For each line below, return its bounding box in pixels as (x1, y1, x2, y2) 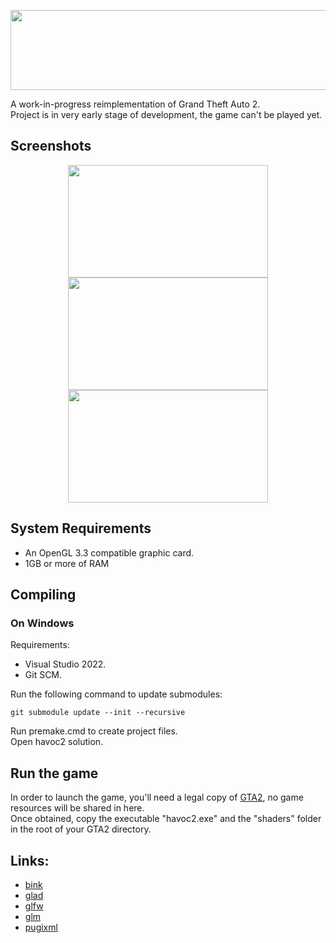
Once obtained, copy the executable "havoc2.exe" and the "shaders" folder (10, 813, 322, 825)
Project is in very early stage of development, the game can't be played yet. (10, 109, 323, 120)
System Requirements (10, 520, 152, 537)
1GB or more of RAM (24, 557, 110, 569)
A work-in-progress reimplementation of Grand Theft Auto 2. (10, 98, 261, 110)
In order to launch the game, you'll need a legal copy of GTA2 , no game (10, 791, 304, 804)
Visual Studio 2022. (24, 658, 107, 670)
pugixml (24, 921, 58, 933)
